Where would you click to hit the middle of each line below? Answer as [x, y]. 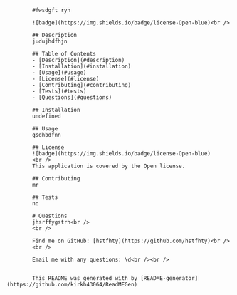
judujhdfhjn [50, 41]
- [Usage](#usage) [59, 73]
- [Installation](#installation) [82, 66]
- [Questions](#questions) [72, 98]
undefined [47, 116]
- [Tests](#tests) [59, 91]
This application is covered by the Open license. [109, 166]
